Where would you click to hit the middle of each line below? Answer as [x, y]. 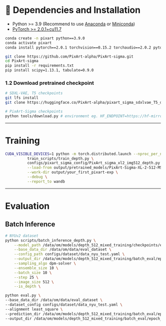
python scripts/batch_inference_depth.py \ [51, 240]
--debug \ [37, 177]
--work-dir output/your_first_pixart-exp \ [73, 172]
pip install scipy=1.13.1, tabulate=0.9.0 [49, 70]
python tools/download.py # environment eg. [52, 116]
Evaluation [27, 206]
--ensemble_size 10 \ [36, 268]
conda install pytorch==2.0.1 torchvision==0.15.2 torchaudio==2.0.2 [78, 47]
